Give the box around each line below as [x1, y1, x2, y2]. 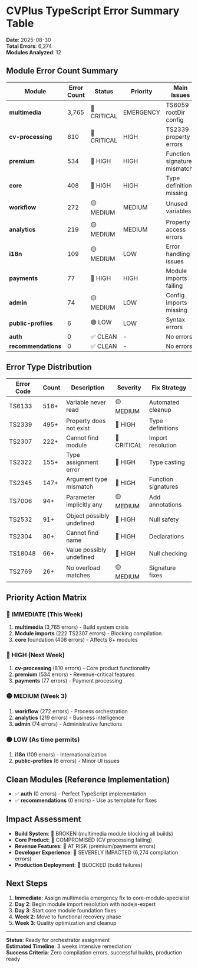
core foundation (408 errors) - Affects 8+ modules [14, 636, 138, 644]
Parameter [65, 493, 95, 502]
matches [65, 571, 90, 580]
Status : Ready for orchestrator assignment [6, 936, 110, 943]
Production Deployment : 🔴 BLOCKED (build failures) [14, 861, 143, 868]
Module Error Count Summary [6, 66, 118, 76]
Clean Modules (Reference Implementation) [6, 774, 170, 784]
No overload [65, 564, 100, 572]
